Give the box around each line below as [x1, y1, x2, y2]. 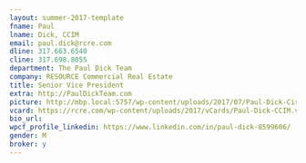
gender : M [9, 131, 47, 140]
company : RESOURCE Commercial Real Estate [9, 72, 173, 81]
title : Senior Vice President [9, 81, 125, 90]
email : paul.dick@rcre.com [9, 38, 112, 48]
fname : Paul [9, 22, 55, 31]
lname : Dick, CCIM [9, 30, 79, 39]
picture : [9, 97, 43, 107]
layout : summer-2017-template [9, 13, 125, 23]
